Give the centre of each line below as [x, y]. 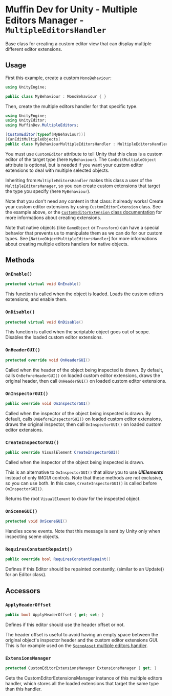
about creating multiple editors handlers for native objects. [67, 244]
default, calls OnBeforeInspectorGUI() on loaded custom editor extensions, [84, 419]
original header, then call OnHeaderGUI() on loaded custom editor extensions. [86, 381]
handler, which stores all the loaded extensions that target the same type [82, 684]
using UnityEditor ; [26, 120]
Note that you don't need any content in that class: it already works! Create [84, 201]
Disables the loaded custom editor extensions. [54, 337]
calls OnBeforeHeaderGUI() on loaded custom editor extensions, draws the [83, 375]
